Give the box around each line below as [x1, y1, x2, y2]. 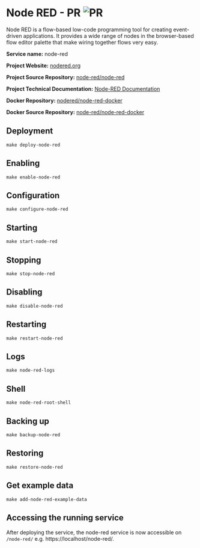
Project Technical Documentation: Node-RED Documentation [6, 85, 160, 93]
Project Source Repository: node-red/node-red [6, 73, 125, 81]
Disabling [6, 287, 43, 297]
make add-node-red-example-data [6, 496, 87, 502]
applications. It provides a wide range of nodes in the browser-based [23, 32, 194, 39]
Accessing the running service [6, 513, 124, 523]
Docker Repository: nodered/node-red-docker [6, 97, 123, 104]
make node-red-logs [6, 367, 55, 374]
